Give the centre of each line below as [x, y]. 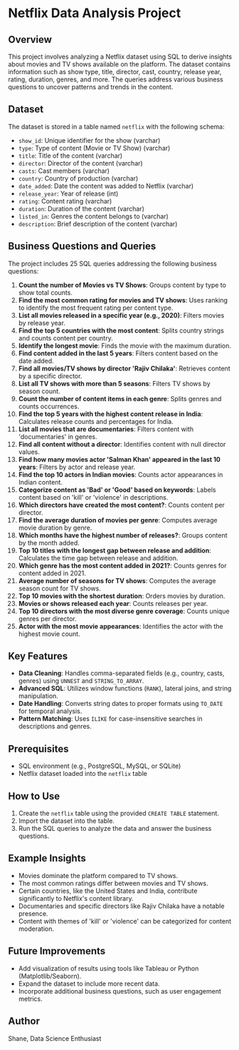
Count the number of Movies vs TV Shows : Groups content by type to [122, 285]
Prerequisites [38, 748]
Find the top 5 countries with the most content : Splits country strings [121, 330]
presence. [33, 913]
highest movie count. [49, 634]
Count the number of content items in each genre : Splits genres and [120, 398]
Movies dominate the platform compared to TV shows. [98, 875]
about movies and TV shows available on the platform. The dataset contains [119, 64]
